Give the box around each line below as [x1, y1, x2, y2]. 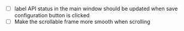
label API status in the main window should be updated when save [14, 5, 178, 12]
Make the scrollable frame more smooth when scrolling [14, 18, 150, 26]
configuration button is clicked [14, 12, 90, 19]
